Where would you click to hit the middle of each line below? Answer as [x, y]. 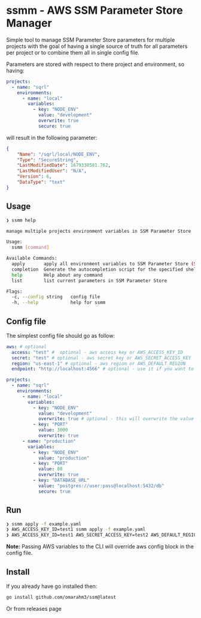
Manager [29, 23]
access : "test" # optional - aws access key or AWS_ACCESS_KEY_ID [98, 352]
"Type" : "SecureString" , [48, 160]
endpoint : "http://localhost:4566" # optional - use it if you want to [103, 369]
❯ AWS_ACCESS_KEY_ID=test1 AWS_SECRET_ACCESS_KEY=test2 [77, 535]
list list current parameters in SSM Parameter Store [89, 280]
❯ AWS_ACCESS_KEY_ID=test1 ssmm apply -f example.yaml [76, 529]
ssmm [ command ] [31, 247]
